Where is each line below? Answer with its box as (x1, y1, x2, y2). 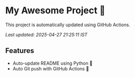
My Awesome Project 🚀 (5, 5, 106, 16)
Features (5, 46, 34, 55)
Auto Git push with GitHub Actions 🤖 (12, 65, 89, 71)
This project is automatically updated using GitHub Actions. (5, 22, 130, 28)
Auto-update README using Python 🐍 (12, 60, 93, 66)
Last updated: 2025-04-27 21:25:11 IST (5, 31, 88, 37)
